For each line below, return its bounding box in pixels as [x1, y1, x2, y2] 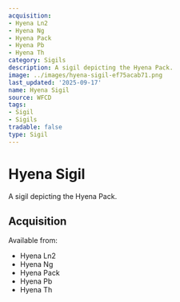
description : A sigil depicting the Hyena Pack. [8, 64, 174, 72]
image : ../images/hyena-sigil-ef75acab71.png [8, 71, 162, 79]
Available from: [8, 236, 58, 245]
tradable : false [8, 123, 62, 131]
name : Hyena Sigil [8, 85, 70, 94]
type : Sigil [8, 130, 48, 138]
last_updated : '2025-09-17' [8, 78, 102, 86]
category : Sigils [8, 57, 66, 65]
